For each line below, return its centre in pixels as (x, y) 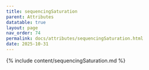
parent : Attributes (30, 17)
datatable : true (26, 22)
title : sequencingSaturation (42, 11)
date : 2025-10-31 (27, 44)
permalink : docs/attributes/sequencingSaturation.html (75, 38)
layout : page (22, 28)
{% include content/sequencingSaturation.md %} (66, 60)
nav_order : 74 (24, 33)
